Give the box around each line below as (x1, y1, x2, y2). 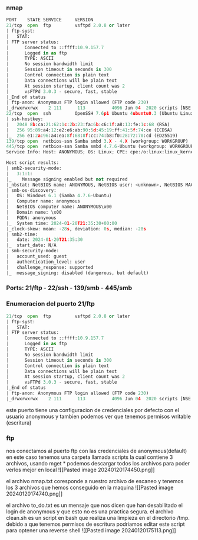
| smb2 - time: (6, 232, 38, 237)
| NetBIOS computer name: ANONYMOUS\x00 (6, 204, 112, 210)
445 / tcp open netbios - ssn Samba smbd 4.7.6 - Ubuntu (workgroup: (6, 143, 167, 150)
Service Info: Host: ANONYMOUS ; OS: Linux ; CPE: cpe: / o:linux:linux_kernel (6, 149, 196, 155)
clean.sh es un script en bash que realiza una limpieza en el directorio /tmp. (6, 515, 190, 522)
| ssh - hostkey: (6, 116, 44, 122)
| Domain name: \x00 (6, 210, 62, 216)
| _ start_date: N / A (6, 242, 57, 249)
